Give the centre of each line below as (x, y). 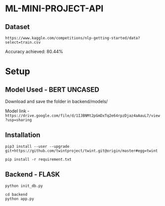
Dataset (18, 27)
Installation (23, 135)
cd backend (16, 194)
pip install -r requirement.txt (38, 159)
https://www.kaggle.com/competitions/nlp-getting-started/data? (73, 38)
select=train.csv (23, 42)
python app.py (20, 199)
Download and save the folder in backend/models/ (56, 101)
